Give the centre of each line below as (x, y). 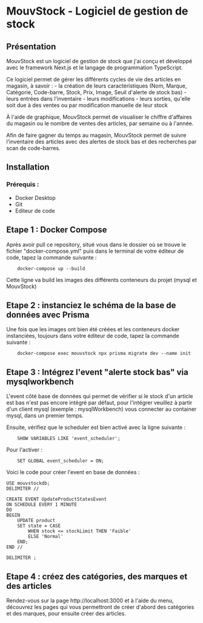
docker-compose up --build (51, 269)
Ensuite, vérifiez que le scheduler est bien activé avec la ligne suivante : (96, 427)
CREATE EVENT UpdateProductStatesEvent (57, 500)
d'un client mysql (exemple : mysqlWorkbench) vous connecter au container (101, 409)
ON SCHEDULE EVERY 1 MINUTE (42, 505)
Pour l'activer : (25, 450)
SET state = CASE (39, 526)
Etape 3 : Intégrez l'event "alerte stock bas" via (98, 372)
